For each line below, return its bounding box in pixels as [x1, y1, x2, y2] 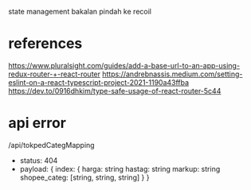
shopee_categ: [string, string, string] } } [19, 173, 150, 182]
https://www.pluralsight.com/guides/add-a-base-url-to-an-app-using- [8, 60, 241, 70]
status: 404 [19, 155, 58, 165]
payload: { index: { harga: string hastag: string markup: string [19, 164, 221, 173]
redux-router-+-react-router [8, 69, 101, 79]
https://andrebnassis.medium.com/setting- [102, 69, 243, 79]
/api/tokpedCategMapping [8, 140, 95, 149]
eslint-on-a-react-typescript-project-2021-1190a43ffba [8, 77, 190, 87]
